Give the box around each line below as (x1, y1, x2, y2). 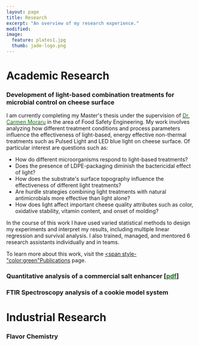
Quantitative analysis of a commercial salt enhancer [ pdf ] (6, 272, 180, 280)
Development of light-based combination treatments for (6, 90, 175, 99)
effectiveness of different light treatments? (15, 181, 122, 189)
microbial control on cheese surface (6, 98, 115, 106)
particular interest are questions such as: (6, 144, 108, 152)
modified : (6, 25, 31, 32)
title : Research (6, 15, 47, 21)
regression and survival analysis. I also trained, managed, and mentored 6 (6, 232, 191, 240)
